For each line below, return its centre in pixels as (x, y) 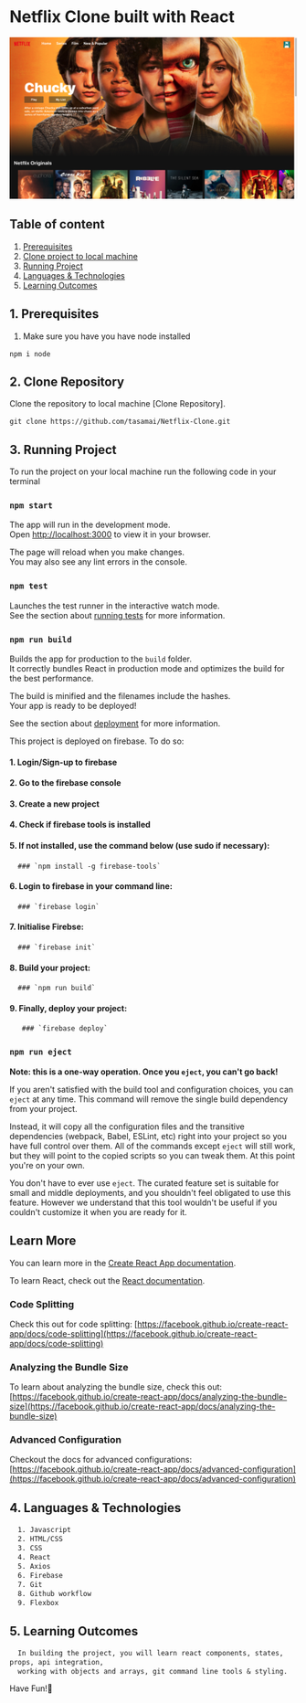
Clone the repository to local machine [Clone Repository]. (118, 404)
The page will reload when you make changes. (97, 552)
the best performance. (52, 679)
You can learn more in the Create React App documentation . (123, 1263)
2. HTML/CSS (41, 1539)
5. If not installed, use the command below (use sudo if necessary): (140, 846)
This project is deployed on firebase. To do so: (97, 741)
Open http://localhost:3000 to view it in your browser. (111, 534)
